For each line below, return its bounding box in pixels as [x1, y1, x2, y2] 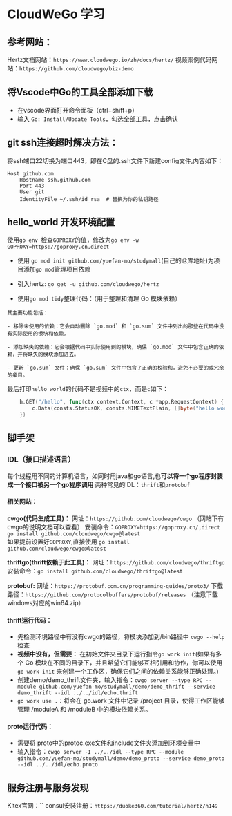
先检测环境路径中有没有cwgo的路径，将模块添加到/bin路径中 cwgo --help [17, 633, 225, 641]
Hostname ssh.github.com [19, 176, 91, 183]
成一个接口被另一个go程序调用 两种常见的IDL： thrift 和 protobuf [7, 480, 191, 488]
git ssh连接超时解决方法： [7, 137, 119, 149]
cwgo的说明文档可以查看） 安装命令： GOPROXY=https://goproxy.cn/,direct [7, 522, 221, 531]
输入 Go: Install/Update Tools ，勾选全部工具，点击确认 [17, 115, 178, 123]
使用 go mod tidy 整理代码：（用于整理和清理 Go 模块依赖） [17, 294, 182, 303]
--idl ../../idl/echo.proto [17, 761, 98, 768]
